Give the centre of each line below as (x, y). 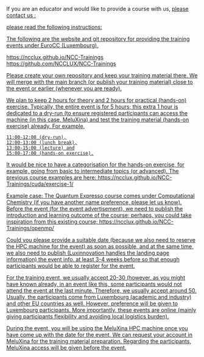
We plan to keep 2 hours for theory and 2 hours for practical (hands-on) (97, 100)
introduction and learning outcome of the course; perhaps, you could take (99, 215)
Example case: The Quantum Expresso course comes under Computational (100, 196)
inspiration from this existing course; (52, 221)
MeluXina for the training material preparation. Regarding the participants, (99, 341)
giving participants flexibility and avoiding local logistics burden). (88, 316)
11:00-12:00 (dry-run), (37, 137)
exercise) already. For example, (46, 126)
